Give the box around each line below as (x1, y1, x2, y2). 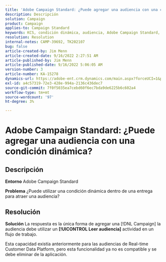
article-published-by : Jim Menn (5, 58, 72, 63)
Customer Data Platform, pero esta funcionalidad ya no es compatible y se (5, 246, 157, 252)
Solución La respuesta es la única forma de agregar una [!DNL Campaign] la (5, 220, 161, 226)
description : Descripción (5, 12, 58, 17)
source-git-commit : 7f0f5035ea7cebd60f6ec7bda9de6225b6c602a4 (5, 85, 136, 90)
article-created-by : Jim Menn (5, 48, 68, 53)
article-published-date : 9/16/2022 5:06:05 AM (5, 62, 103, 67)
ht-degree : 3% (5, 99, 35, 104)
